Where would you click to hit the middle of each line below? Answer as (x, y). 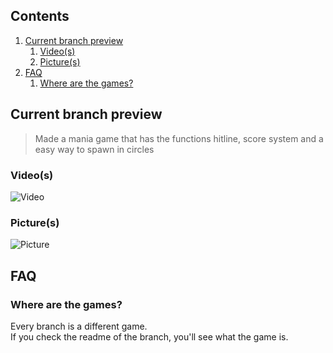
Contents (40, 16)
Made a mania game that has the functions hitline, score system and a (179, 138)
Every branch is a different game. (79, 326)
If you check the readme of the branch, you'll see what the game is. (149, 336)
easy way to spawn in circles (94, 149)
